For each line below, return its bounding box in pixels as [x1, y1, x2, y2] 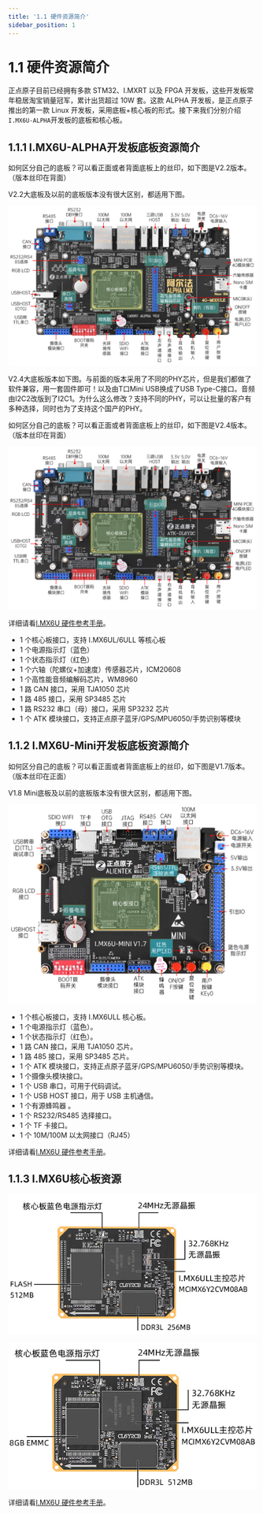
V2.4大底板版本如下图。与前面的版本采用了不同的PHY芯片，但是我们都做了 [8, 374, 252, 384]
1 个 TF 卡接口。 [19, 1120, 72, 1130]
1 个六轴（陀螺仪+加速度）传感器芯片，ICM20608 [19, 664, 181, 674]
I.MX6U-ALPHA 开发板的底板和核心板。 [8, 115, 127, 125]
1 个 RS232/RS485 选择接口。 [19, 1111, 117, 1120]
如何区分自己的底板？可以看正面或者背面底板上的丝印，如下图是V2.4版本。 [8, 421, 252, 430]
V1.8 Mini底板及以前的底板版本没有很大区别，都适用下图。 [8, 788, 197, 797]
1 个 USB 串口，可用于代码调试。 [19, 1081, 126, 1090]
